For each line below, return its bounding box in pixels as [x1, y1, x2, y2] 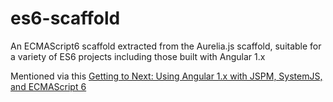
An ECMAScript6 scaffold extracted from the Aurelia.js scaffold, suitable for [10, 40, 322, 52]
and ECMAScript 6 [10, 80, 87, 92]
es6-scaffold [10, 7, 121, 30]
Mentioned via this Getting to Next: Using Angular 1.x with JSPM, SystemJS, [10, 70, 323, 82]
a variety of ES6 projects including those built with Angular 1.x [10, 50, 266, 62]
